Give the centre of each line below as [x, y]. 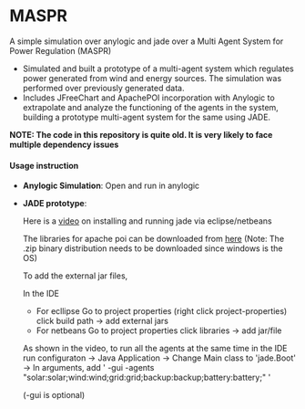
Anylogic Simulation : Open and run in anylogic [111, 186]
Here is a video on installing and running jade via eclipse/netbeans [147, 221]
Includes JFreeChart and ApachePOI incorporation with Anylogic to [148, 98]
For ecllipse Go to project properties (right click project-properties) [162, 311]
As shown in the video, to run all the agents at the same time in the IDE [155, 349]
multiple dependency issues [64, 144]
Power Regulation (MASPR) [61, 50]
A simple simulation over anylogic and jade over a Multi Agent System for [147, 41]
